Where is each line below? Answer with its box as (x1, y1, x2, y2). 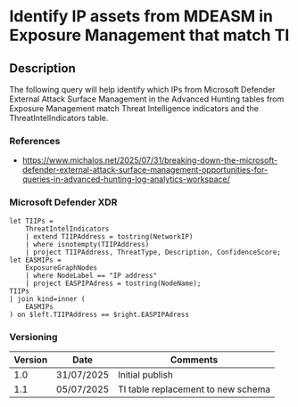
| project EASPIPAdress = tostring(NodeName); (25, 279, 202, 288)
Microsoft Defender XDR (9, 196, 118, 208)
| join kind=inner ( (9, 294, 87, 304)
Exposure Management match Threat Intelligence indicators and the (9, 103, 259, 113)
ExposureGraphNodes (25, 263, 98, 273)
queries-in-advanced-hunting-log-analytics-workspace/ (21, 174, 230, 184)
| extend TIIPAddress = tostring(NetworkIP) (25, 232, 194, 241)
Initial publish (117, 368, 174, 380)
